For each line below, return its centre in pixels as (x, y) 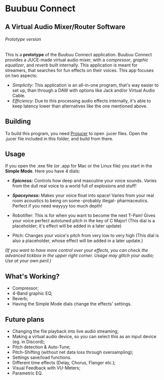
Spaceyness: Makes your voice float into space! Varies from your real (83, 196)
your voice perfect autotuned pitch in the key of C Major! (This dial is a (83, 221)
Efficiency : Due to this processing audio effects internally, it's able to (82, 101)
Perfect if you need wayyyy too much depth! (57, 206)
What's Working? (32, 276)
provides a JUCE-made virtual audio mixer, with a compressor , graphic (77, 60)
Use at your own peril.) (28, 261)
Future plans (25, 319)
